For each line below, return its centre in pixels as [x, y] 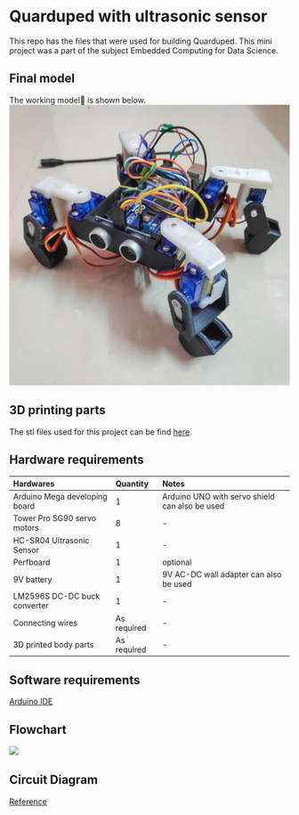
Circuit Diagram [53, 780]
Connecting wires [45, 623]
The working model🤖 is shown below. [78, 100]
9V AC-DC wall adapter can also [222, 575]
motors [26, 528]
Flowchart [38, 729]
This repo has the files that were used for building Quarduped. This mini [141, 41]
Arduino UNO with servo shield [218, 497]
